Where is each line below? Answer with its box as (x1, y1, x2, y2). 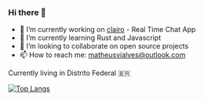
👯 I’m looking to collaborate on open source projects (19, 41, 189, 51)
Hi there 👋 (8, 7, 47, 18)
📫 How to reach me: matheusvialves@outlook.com (19, 50, 186, 60)
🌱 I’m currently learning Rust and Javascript (19, 33, 162, 42)
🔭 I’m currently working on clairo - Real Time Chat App (19, 25, 196, 34)
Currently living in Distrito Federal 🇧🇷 (8, 68, 131, 78)
